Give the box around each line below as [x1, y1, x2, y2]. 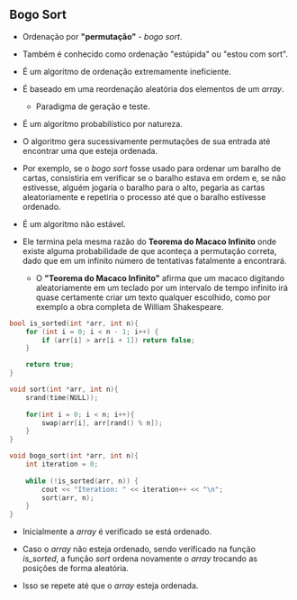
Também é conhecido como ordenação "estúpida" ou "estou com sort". [22, 49, 288, 59]
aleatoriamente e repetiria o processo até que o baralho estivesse [22, 191, 266, 202]
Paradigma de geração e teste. [35, 101, 150, 112]
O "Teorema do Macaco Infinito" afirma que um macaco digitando [35, 272, 285, 283]
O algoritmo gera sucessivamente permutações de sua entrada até [22, 135, 271, 147]
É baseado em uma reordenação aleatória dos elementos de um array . [22, 83, 285, 94]
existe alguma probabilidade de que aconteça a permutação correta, [22, 245, 277, 256]
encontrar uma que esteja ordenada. [22, 145, 158, 156]
